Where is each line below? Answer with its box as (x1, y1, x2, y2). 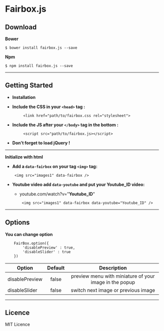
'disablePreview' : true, (22, 245, 76, 250)
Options (5, 218, 30, 227)
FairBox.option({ (14, 241, 49, 246)
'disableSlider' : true (22, 249, 71, 254)
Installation (12, 94, 36, 100)
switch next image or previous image (70, 286, 155, 293)
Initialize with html (5, 154, 43, 160)
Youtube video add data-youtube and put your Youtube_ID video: (12, 181, 145, 187)
